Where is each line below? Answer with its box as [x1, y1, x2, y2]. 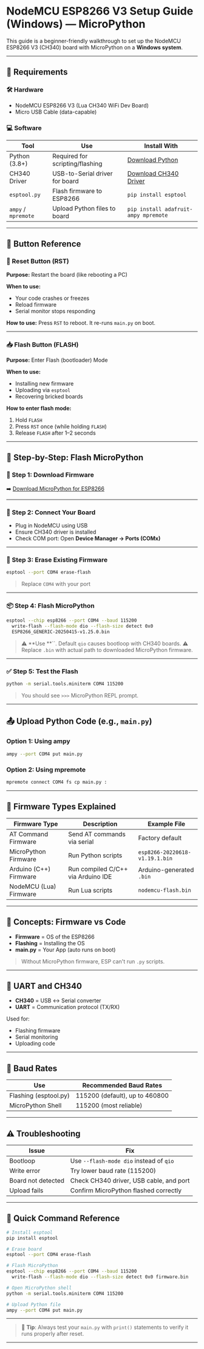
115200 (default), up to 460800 [75, 1092, 169, 1100]
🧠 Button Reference [6, 239, 81, 250]
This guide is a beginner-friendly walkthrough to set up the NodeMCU [6, 37, 181, 44]
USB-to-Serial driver [52, 169, 113, 177]
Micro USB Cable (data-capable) [15, 108, 97, 115]
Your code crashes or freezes [15, 294, 90, 302]
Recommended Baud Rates [82, 1081, 163, 1090]
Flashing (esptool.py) [9, 1092, 70, 1100]
